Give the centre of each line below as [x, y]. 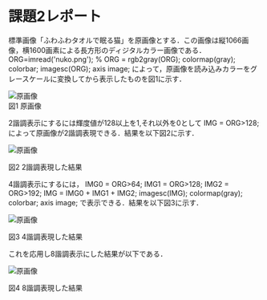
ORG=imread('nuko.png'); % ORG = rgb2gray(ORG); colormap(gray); [122, 59]
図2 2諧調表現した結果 [45, 167]
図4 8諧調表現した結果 [45, 288]
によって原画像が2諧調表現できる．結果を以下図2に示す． [103, 132]
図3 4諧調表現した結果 [45, 237]
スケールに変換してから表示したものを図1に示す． [104, 79]
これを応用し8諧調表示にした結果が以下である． [88, 253]
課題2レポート [55, 16]
